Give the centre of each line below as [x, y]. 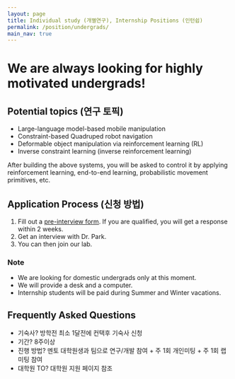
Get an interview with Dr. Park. [62, 237]
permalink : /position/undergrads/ [58, 27]
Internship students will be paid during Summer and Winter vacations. [119, 293]
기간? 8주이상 [36, 342]
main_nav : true [30, 34]
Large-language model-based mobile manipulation [92, 129]
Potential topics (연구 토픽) [65, 111]
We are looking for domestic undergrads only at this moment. [107, 278]
